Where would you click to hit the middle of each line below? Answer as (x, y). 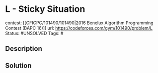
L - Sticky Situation (45, 9)
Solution (18, 65)
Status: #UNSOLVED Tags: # (34, 33)
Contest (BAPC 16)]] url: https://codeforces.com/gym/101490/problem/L (79, 28)
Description (24, 49)
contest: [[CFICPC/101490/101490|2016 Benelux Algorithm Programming (79, 23)
